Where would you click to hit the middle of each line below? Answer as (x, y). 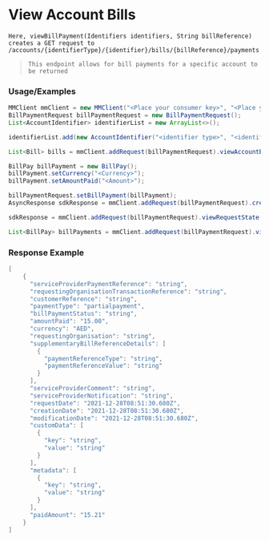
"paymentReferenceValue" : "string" (103, 366)
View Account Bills (72, 15)
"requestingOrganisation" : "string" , (92, 336)
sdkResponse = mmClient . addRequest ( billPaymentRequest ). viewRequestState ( (136, 217)
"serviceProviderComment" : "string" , (92, 389)
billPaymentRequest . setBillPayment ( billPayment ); (93, 196)
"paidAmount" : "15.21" (67, 515)
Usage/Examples (42, 91)
